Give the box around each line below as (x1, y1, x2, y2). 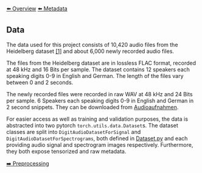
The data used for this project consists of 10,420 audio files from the (6, 41, 178, 48)
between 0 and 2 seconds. (6, 79, 74, 86)
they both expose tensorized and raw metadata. (6, 147, 127, 155)
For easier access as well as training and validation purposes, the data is (6, 115, 189, 122)
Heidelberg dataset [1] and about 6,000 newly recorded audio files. (6, 48, 175, 55)
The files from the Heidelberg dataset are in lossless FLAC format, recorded (6, 59, 197, 66)
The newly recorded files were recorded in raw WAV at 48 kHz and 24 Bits (6, 90, 193, 97)
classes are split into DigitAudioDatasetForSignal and (6, 128, 141, 135)
